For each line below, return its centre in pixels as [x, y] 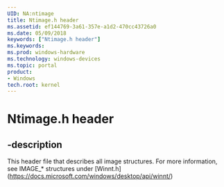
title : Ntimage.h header [43, 20]
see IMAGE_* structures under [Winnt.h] [64, 169]
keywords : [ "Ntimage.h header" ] [54, 40]
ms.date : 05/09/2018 [37, 33]
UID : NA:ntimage [31, 14]
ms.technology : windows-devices [54, 59]
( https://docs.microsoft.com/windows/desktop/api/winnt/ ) [90, 176]
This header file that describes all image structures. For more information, [112, 161]
